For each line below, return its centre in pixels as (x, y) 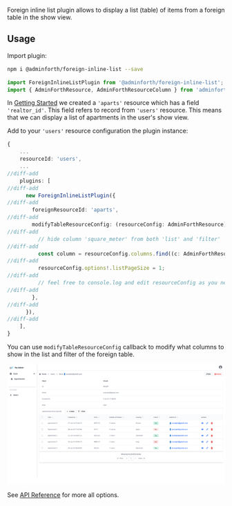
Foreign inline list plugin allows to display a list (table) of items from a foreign (116, 10)
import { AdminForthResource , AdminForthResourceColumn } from (100, 90)
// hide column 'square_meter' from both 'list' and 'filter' (129, 239)
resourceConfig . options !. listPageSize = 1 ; (101, 269)
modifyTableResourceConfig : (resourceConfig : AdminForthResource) (129, 225)
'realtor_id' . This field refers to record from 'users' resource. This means (115, 110)
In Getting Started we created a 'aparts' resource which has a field (103, 103)
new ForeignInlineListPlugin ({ (70, 195)
